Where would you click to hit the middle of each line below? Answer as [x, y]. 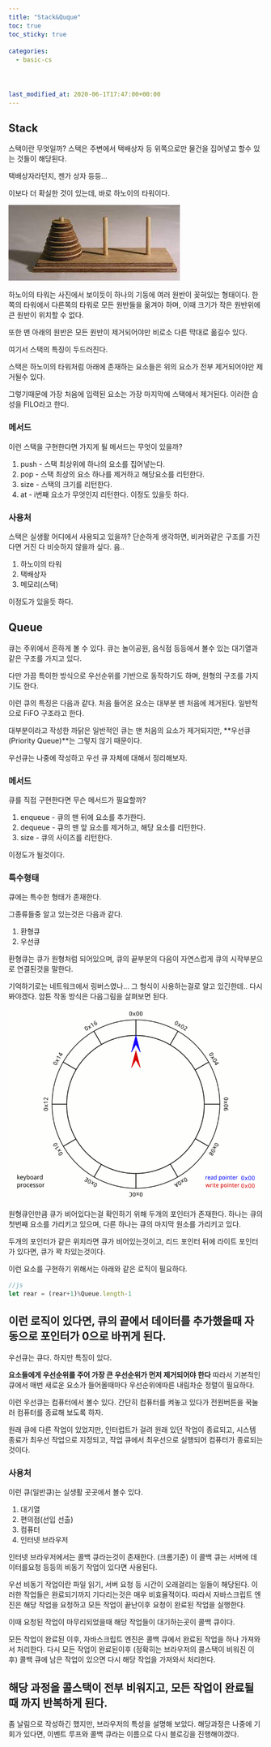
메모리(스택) [39, 584]
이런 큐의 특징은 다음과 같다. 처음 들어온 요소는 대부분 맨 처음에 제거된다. [123, 703]
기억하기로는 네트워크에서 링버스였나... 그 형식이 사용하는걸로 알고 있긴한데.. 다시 [135, 986]
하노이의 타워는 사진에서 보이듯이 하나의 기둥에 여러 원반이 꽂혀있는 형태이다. [129, 295]
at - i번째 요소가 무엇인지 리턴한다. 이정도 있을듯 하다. [104, 494]
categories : [28, 52]
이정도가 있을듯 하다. [41, 602]
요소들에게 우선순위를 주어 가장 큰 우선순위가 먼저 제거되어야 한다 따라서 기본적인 [135, 1374]
